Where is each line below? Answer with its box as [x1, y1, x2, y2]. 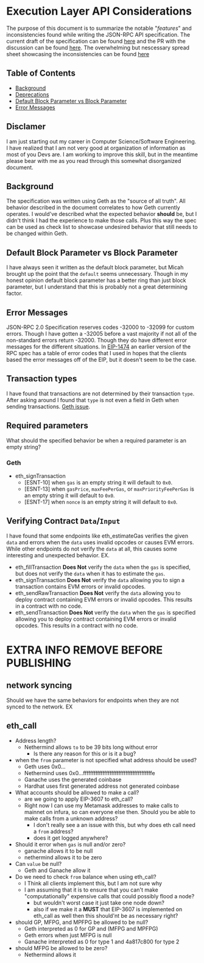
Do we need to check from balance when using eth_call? [15, 873, 157, 880]
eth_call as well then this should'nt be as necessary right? [33, 912, 178, 919]
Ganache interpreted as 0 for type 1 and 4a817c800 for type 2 [24, 938, 180, 945]
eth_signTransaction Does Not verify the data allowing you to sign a [15, 576, 185, 583]
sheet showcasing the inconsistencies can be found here [6, 50, 150, 57]
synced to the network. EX [6, 703, 73, 710]
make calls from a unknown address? [24, 815, 118, 822]
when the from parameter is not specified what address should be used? [15, 756, 197, 763]
